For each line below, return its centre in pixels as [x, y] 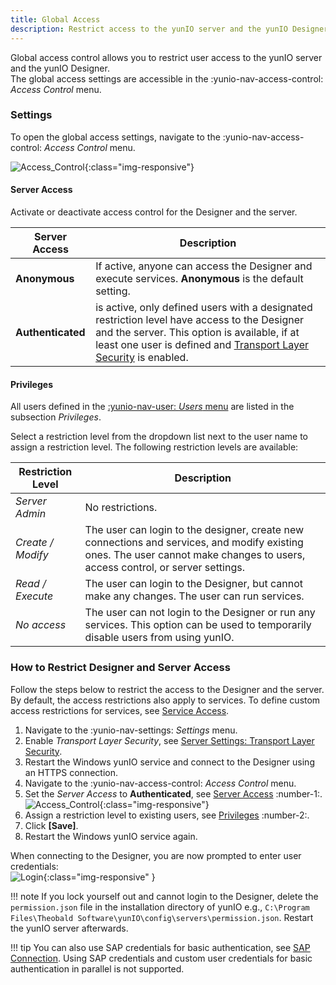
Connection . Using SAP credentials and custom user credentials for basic [161, 958]
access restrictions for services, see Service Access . [120, 710]
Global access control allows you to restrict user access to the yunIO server [166, 57]
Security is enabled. [142, 357]
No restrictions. [121, 508]
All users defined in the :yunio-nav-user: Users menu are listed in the [152, 407]
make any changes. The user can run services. [194, 596]
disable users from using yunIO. [159, 638]
